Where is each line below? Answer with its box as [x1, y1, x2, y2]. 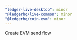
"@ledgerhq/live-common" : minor [5, 12, 72, 17]
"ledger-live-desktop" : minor [5, 7, 68, 12]
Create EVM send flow [5, 30, 51, 36]
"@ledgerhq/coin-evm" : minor [5, 16, 66, 21]
